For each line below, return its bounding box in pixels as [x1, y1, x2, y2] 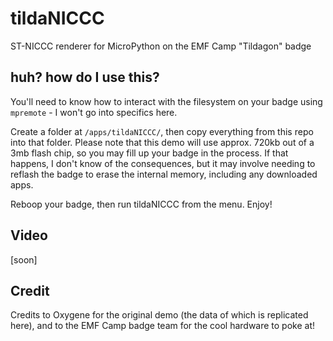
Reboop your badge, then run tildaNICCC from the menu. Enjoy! [10, 198, 273, 210]
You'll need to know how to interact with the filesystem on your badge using [10, 95, 323, 107]
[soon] [10, 253, 38, 266]
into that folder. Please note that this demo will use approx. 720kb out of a [10, 136, 315, 148]
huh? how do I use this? [10, 69, 160, 86]
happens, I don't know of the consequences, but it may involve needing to [10, 157, 316, 169]
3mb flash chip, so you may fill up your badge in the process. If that [10, 147, 289, 159]
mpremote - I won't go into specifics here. [10, 106, 178, 118]
